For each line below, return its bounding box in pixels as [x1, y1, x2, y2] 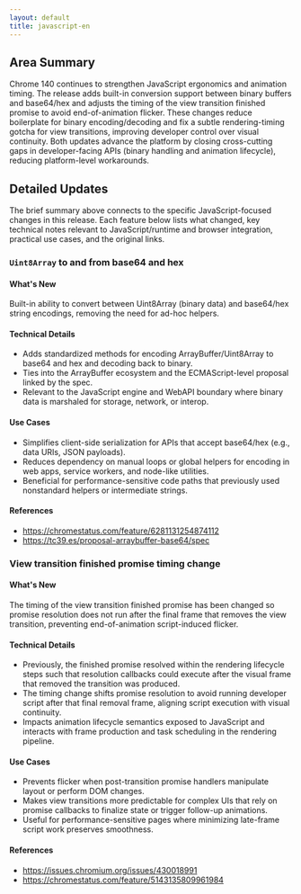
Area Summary [9, 55, 96, 70]
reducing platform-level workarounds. [9, 155, 150, 166]
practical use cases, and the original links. [9, 234, 165, 245]
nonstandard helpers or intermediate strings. [22, 485, 189, 496]
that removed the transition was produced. [22, 678, 181, 689]
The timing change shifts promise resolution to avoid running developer [22, 688, 288, 699]
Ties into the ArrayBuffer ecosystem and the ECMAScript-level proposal [22, 368, 289, 379]
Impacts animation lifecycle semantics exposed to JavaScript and [22, 717, 265, 728]
